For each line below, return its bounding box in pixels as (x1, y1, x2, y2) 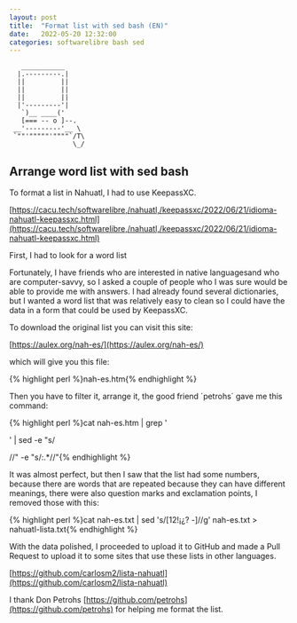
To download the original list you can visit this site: (9, 322, 193, 333)
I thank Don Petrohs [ (9, 595, 87, 605)
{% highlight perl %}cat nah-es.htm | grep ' (9, 418, 168, 429)
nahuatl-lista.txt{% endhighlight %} (9, 524, 138, 535)
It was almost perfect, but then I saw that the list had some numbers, (9, 469, 260, 480)
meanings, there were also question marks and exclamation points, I (9, 488, 258, 499)
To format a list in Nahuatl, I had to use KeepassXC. (9, 187, 197, 198)
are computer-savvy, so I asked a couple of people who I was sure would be (9, 277, 288, 288)
